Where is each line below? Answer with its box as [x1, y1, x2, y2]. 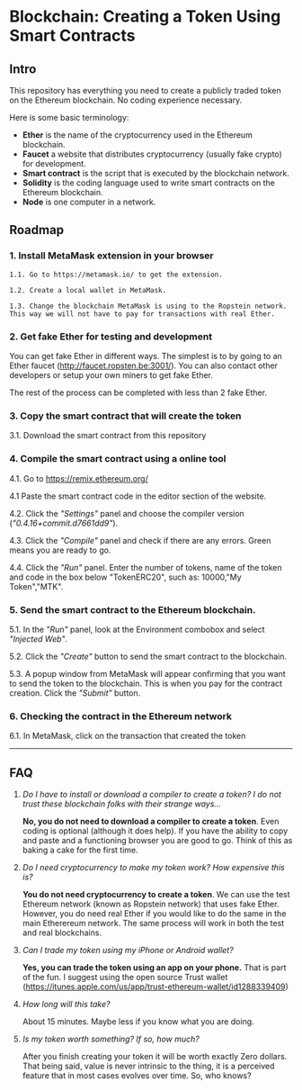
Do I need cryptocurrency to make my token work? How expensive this [22, 861, 285, 872]
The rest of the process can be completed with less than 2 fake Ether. [9, 387, 268, 398]
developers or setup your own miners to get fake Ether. [9, 369, 214, 380]
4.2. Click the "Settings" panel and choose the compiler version [9, 508, 244, 518]
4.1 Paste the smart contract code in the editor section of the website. [9, 491, 267, 501]
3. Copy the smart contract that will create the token [9, 410, 242, 422]
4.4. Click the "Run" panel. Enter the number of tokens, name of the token [9, 562, 282, 572]
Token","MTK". [9, 581, 64, 591]
